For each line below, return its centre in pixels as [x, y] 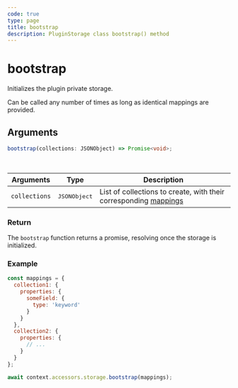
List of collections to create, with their [162, 192]
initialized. [22, 245]
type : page [23, 21]
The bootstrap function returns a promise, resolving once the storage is [112, 238]
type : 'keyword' [57, 305]
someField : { [45, 298]
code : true [23, 14]
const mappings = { [36, 279]
